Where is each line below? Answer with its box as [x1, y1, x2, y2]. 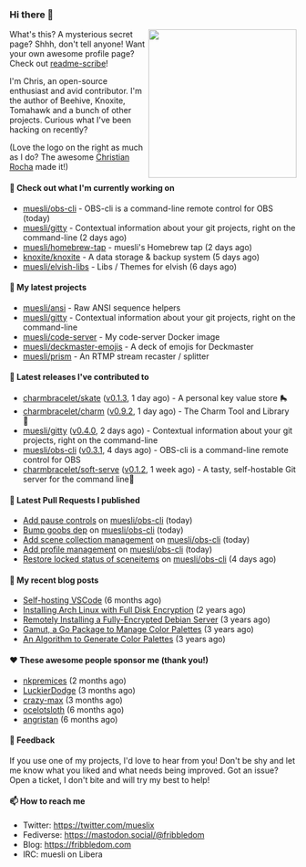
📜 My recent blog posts [9, 575, 99, 586]
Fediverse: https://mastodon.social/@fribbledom [22, 829, 205, 840]
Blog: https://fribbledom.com [22, 839, 132, 850]
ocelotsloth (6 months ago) [22, 703, 125, 715]
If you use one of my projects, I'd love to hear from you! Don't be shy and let [9, 755, 296, 766]
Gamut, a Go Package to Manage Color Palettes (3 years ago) [22, 624, 255, 635]
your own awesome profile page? [9, 48, 135, 59]
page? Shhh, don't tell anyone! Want [9, 38, 146, 49]
